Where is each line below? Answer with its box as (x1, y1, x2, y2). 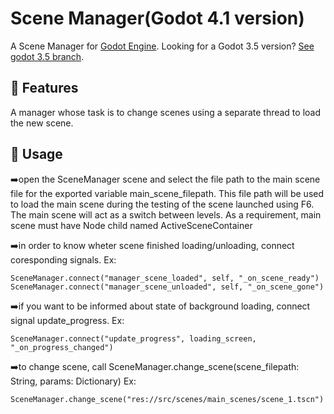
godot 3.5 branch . (10, 50, 85, 62)
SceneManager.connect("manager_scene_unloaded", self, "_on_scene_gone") (10, 282, 325, 292)
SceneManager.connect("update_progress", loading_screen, (10, 333, 257, 344)
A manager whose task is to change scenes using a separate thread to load (10, 106, 321, 118)
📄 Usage (10, 146, 63, 163)
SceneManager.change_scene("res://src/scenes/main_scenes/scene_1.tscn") (10, 394, 325, 404)
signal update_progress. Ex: (10, 314, 125, 326)
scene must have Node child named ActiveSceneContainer (10, 219, 253, 231)
